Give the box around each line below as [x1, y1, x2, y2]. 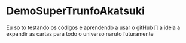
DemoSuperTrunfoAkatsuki [6, 4, 145, 18]
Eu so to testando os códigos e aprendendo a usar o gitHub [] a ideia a [6, 24, 181, 31]
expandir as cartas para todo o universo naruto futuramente [6, 30, 154, 37]
